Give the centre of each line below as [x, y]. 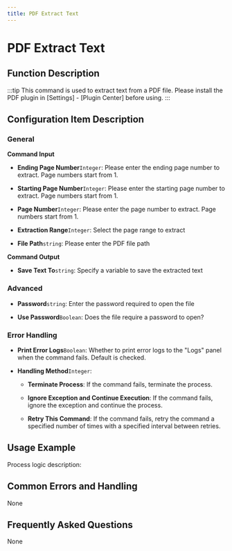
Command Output [34, 257]
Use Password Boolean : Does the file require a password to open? [110, 317]
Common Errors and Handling [72, 486]
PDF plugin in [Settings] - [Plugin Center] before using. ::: [89, 97]
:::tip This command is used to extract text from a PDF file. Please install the [115, 90]
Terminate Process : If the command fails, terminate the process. [120, 384]
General [21, 139]
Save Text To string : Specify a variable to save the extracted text [110, 271]
